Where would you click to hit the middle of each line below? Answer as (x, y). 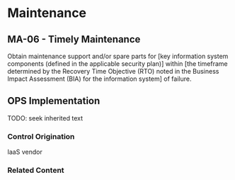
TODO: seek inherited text (45, 118)
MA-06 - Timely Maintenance (74, 39)
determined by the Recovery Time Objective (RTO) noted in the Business (113, 71)
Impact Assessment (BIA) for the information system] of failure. (99, 79)
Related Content (36, 170)
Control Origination (41, 136)
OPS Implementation (54, 101)
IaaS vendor (25, 152)
